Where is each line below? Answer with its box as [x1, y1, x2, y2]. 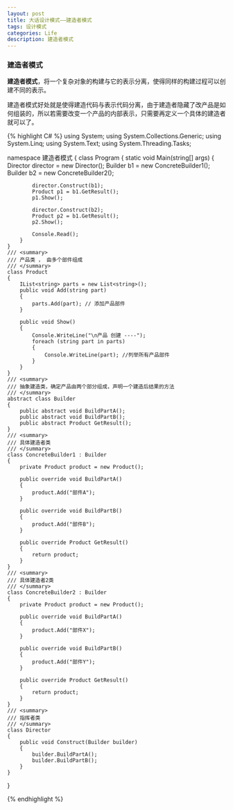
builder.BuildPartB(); [32, 757, 98, 764]
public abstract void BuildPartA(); [19, 408, 126, 415]
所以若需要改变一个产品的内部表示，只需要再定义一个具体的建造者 [37, 109, 226, 118]
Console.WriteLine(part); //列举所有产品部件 [44, 352, 170, 358]
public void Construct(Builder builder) [19, 739, 138, 746]
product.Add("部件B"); [32, 521, 96, 528]
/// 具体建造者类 [7, 439, 51, 447]
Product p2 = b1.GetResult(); [32, 213, 119, 220]
